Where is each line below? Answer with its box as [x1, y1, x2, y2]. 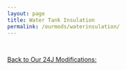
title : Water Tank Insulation [7, 17, 96, 24]
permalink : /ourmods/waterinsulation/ [7, 23, 120, 30]
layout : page [7, 10, 45, 17]
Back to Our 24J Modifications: [7, 55, 97, 64]
